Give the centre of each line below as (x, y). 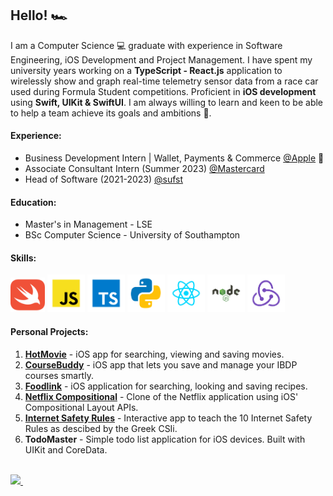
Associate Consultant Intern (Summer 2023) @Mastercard (144, 169)
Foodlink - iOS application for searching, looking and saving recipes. (166, 386)
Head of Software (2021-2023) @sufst (104, 179)
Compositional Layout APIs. (81, 407)
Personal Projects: (49, 332)
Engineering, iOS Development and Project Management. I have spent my (161, 59)
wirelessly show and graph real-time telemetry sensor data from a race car (164, 81)
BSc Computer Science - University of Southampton (132, 235)
